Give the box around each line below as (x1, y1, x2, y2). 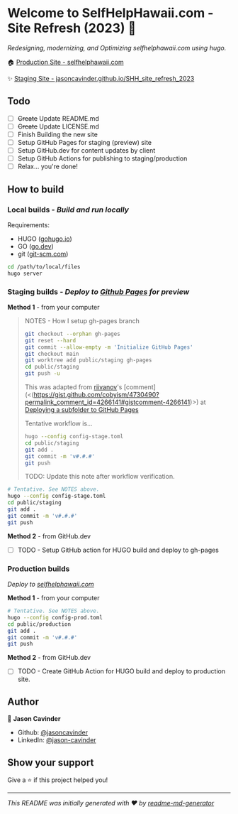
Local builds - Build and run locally (7, 205, 130, 215)
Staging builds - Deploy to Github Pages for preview (7, 286, 190, 296)
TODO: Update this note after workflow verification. (24, 472, 175, 481)
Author (7, 695, 39, 707)
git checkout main (24, 350, 79, 357)
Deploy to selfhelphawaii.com (7, 580, 94, 589)
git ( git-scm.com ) (17, 249, 69, 258)
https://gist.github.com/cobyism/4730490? (33, 391, 159, 399)
